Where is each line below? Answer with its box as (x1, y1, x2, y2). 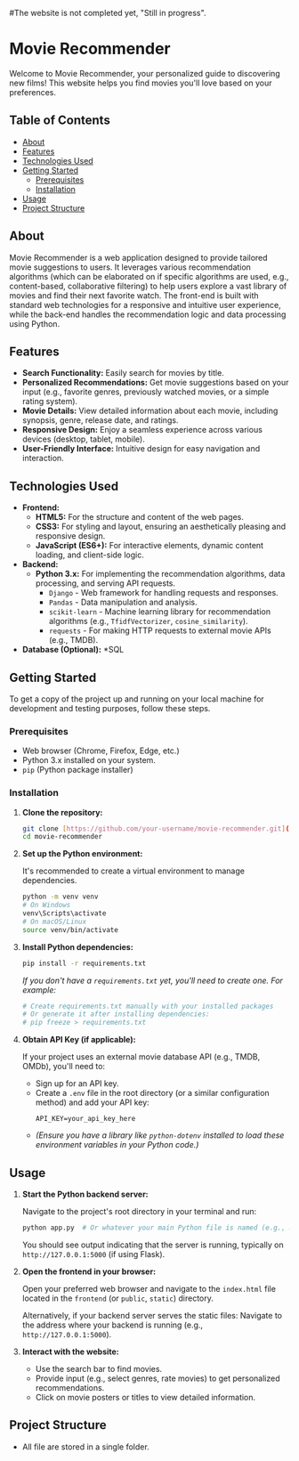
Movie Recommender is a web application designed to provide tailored (9, 252, 269, 263)
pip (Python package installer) (21, 765, 133, 775)
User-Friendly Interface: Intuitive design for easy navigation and (21, 443, 261, 454)
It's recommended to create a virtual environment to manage (21, 865, 245, 876)
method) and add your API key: (35, 1097, 149, 1108)
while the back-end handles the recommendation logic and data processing (9, 309, 287, 320)
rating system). (21, 396, 78, 407)
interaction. (21, 453, 64, 464)
